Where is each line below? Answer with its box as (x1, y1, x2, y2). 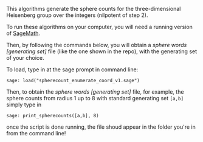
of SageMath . (6, 30, 41, 37)
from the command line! (6, 130, 66, 137)
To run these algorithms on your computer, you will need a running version (6, 24, 193, 30)
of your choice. (6, 54, 44, 61)
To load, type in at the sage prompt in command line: (6, 66, 139, 73)
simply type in (6, 101, 41, 108)
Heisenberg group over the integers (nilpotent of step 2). (6, 11, 148, 19)
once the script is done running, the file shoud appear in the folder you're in (6, 123, 196, 131)
